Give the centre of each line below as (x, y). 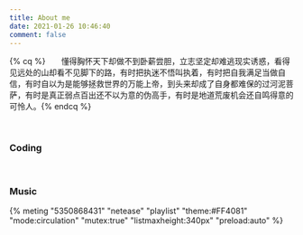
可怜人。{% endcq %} (50, 107)
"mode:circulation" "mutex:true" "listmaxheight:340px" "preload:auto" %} (147, 220)
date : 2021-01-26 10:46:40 (60, 26)
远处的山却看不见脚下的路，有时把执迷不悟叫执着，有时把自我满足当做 (147, 72)
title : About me (40, 18)
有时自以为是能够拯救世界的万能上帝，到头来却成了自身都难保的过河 (151, 84)
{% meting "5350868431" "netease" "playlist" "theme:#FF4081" (129, 211)
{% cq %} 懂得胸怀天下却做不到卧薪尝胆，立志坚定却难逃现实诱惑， (142, 61)
